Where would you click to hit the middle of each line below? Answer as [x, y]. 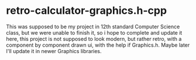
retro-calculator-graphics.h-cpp [87, 11]
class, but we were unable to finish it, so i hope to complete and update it [94, 32]
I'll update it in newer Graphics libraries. [54, 51]
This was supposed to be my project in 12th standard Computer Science [93, 27]
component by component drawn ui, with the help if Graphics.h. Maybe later [98, 45]
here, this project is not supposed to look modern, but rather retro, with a [94, 39]
